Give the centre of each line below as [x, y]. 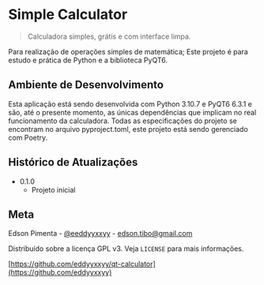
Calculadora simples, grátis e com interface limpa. [109, 36]
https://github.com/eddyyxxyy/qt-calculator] [83, 264]
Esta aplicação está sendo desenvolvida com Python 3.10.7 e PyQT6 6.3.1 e [130, 103]
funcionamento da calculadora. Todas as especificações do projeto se [123, 121]
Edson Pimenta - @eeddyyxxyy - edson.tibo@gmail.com [100, 234]
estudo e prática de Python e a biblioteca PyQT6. [88, 60]
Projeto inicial [53, 189]
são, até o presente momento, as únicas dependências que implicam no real [132, 112]
